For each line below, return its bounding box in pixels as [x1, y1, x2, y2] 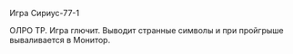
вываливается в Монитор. [9, 35, 111, 45]
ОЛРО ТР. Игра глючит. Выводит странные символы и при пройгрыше [9, 25, 284, 35]
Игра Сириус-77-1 [9, 8, 80, 18]
